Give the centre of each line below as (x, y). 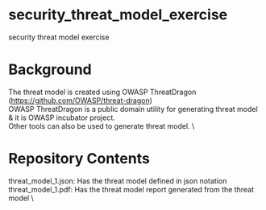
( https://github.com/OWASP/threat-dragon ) (81, 100)
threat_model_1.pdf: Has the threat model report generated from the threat (131, 189)
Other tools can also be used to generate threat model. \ (102, 126)
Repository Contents (79, 159)
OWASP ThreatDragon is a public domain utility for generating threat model (133, 109)
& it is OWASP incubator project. (62, 117)
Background (50, 70)
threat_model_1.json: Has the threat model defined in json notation (118, 181)
